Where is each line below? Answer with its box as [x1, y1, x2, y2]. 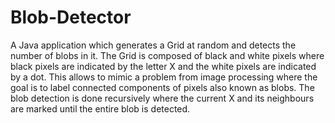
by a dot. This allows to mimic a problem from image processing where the [10, 71, 318, 83]
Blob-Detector [10, 6, 132, 29]
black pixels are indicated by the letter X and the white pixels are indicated [10, 60, 317, 72]
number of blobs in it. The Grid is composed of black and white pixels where [10, 49, 325, 61]
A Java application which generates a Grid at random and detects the [10, 39, 297, 51]
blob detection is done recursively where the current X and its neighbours [10, 92, 315, 104]
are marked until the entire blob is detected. [10, 102, 191, 115]
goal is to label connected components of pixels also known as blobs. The [10, 81, 315, 93]
